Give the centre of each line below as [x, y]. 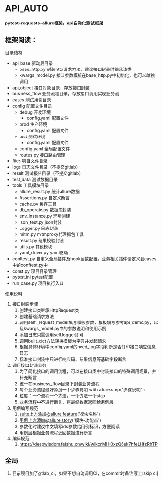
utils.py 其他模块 [36, 246]
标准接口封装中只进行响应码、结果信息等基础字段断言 [73, 359]
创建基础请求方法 [37, 316]
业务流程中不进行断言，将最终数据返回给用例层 [66, 402]
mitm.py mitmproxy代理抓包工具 [51, 234]
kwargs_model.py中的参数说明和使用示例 [65, 328]
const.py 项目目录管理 [34, 271]
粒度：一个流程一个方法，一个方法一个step [62, 396]
